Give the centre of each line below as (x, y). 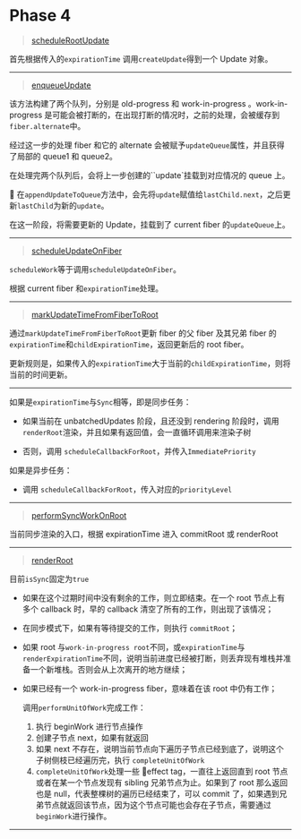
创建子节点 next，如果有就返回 (92, 737)
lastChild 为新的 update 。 (63, 205)
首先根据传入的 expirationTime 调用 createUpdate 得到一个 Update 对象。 (141, 58)
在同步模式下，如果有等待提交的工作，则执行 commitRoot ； (130, 628)
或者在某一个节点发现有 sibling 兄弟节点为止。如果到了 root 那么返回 (162, 782)
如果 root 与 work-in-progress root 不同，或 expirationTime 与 (133, 646)
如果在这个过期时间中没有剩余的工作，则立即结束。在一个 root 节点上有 (154, 597)
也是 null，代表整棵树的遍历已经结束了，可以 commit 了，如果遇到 (157, 793)
